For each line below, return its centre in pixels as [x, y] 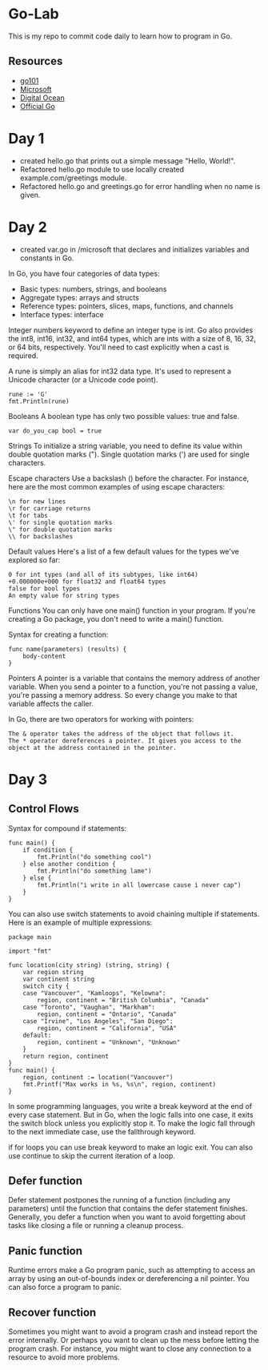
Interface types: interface [62, 314]
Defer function [45, 1181]
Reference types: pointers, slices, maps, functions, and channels [126, 306]
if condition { [48, 850]
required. [23, 355]
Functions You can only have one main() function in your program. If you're [132, 610]
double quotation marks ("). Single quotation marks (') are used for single [129, 454]
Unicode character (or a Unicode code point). [83, 379]
